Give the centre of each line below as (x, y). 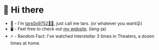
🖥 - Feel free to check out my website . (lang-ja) (58, 29)
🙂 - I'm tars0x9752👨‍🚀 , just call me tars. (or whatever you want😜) (76, 23)
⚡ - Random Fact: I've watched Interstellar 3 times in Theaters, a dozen (82, 36)
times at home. (25, 43)
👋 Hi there (23, 10)
